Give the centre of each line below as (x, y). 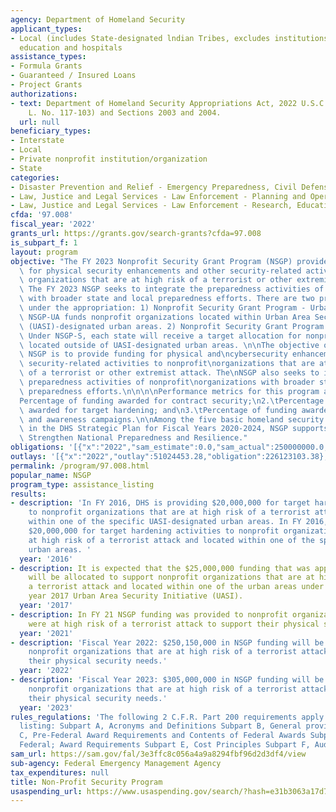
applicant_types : (46, 29)
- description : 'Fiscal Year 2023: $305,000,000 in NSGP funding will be (167, 680)
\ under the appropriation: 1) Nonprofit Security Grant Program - (163, 308)
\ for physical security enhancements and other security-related (160, 271)
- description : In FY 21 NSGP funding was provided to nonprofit (149, 614)
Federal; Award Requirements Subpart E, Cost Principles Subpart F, (165, 745)
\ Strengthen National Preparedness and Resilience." (133, 438)
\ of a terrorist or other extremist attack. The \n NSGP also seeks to (169, 373)
